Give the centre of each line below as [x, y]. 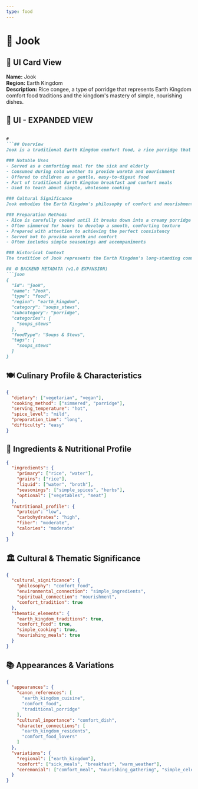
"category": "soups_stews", [46, 307]
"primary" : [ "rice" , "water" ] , [55, 474]
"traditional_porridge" [51, 709]
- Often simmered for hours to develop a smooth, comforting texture [93, 226]
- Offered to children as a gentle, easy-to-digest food [77, 177]
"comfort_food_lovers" [49, 737]
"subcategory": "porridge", [46, 313]
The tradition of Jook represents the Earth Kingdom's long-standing [93, 258]
